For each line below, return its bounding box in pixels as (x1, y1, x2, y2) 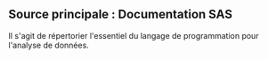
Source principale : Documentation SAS (8, 7, 233, 22)
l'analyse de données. (8, 40, 90, 50)
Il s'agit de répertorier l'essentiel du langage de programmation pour (8, 30, 259, 41)
